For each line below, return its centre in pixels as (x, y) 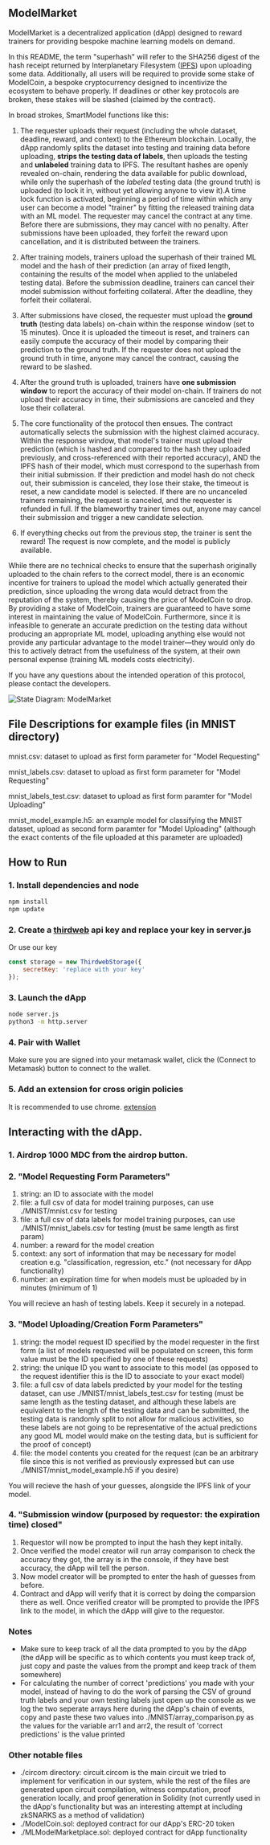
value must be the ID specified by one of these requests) (114, 1359)
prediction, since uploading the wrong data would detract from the (118, 591)
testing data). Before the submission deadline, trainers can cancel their (137, 282)
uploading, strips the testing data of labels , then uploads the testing (133, 156)
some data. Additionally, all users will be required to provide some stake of (131, 74)
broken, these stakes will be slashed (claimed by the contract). (112, 99)
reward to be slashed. (56, 366)
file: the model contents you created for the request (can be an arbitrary (139, 1453)
